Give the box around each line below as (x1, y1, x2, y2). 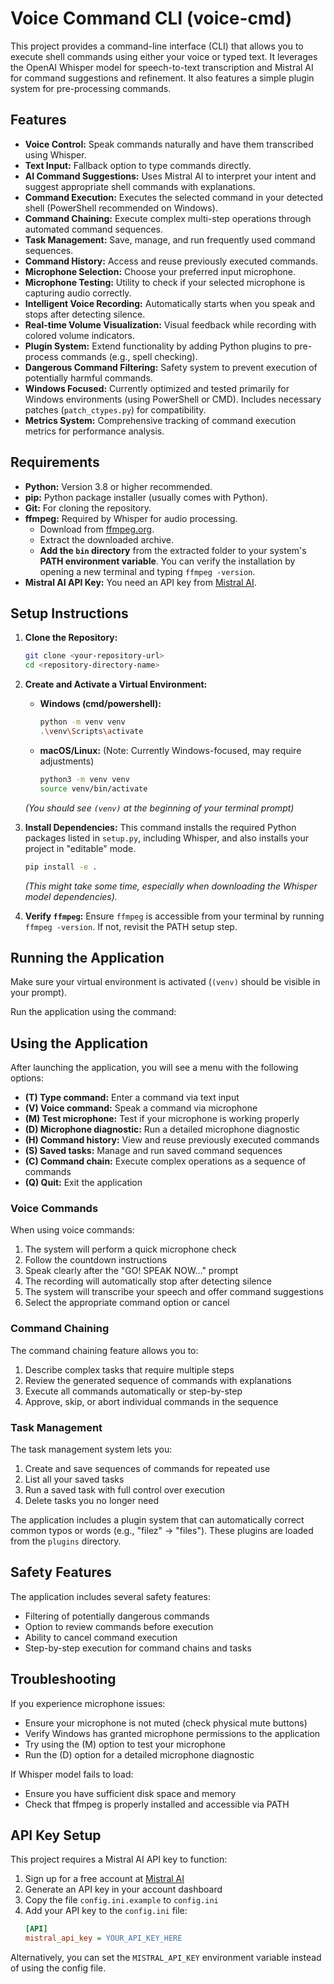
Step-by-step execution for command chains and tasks (24, 1642, 252, 1654)
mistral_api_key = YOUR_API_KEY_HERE (24, 1933, 183, 1944)
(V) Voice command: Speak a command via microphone (24, 1102, 258, 1114)
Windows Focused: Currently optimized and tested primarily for (24, 382, 290, 394)
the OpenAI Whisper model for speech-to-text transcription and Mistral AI (10, 61, 314, 73)
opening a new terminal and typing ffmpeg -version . (39, 565, 256, 577)
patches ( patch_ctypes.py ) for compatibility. (24, 403, 207, 416)
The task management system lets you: (10, 1443, 173, 1456)
